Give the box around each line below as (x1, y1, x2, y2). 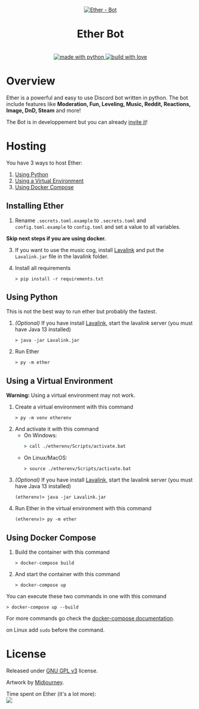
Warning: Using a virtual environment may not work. (6, 392, 136, 399)
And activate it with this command (14, 425, 99, 433)
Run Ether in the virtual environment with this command (14, 505, 152, 512)
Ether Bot (76, 27, 124, 41)
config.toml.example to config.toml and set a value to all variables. (14, 223, 181, 230)
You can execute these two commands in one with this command (6, 592, 167, 599)
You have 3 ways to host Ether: (6, 159, 82, 166)
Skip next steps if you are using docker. (6, 235, 106, 242)
